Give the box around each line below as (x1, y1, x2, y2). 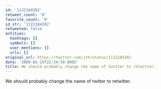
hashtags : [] (10, 36, 38, 41)
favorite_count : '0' (5, 17, 50, 22)
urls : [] (10, 50, 29, 55)
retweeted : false (5, 26, 42, 32)
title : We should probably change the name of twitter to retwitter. (5, 64, 157, 69)
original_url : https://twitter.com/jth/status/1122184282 (5, 54, 131, 60)
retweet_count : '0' (5, 12, 47, 17)
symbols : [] (10, 41, 36, 46)
